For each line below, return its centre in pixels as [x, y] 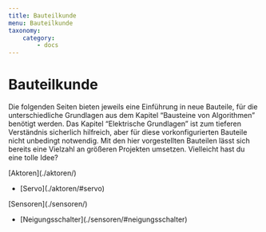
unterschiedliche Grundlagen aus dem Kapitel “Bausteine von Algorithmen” [132, 116]
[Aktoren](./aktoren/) [43, 173]
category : [39, 38]
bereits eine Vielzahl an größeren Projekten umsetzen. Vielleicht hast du [127, 149]
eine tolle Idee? [33, 158]
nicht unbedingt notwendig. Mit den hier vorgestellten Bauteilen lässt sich [129, 141]
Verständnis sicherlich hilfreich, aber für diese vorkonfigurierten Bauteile [128, 132]
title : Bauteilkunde [43, 16]
